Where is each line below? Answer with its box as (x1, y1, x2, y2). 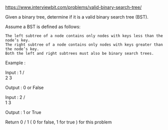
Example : (5, 60, 26, 66)
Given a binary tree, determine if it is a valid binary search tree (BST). (5, 14, 149, 20)
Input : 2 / (5, 94, 25, 100)
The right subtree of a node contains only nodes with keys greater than (5, 42, 163, 47)
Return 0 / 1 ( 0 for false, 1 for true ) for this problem (5, 119, 112, 125)
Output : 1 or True (5, 109, 42, 115)
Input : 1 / (5, 70, 25, 75)
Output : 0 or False (5, 85, 44, 90)
